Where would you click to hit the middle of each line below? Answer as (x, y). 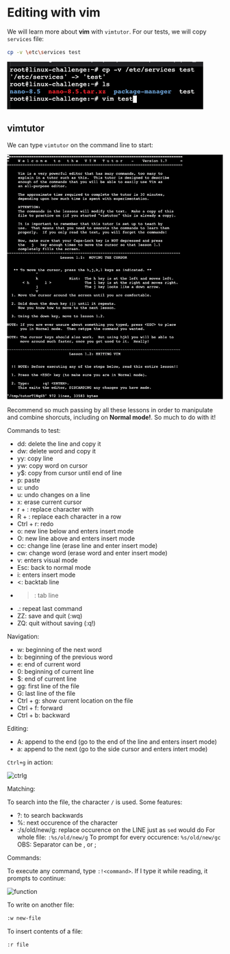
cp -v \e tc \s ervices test (44, 52)
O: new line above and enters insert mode (76, 538)
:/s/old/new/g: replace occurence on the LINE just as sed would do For (116, 830)
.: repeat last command (50, 609)
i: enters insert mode (46, 575)
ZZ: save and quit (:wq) (50, 616)
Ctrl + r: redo (35, 524)
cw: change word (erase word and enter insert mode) (92, 553)
